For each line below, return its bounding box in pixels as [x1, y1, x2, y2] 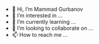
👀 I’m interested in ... [11, 12, 63, 19]
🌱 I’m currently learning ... [11, 18, 76, 25]
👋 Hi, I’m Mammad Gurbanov [11, 6, 83, 12]
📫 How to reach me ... [11, 32, 68, 38]
